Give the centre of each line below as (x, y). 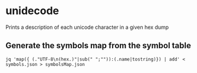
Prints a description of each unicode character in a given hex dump (87, 27)
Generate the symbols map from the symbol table (98, 46)
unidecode (32, 11)
